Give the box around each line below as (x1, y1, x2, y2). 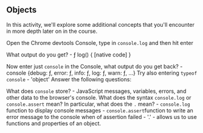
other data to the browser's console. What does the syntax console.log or (6, 94, 191, 101)
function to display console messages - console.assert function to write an (6, 106, 193, 114)
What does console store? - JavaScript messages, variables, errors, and (6, 87, 187, 95)
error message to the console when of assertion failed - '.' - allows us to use (6, 113, 198, 120)
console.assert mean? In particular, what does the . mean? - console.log (6, 100, 190, 107)
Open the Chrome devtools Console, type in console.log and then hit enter (6, 39, 193, 46)
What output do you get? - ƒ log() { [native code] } (6, 51, 131, 58)
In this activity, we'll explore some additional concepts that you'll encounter (6, 21, 194, 28)
